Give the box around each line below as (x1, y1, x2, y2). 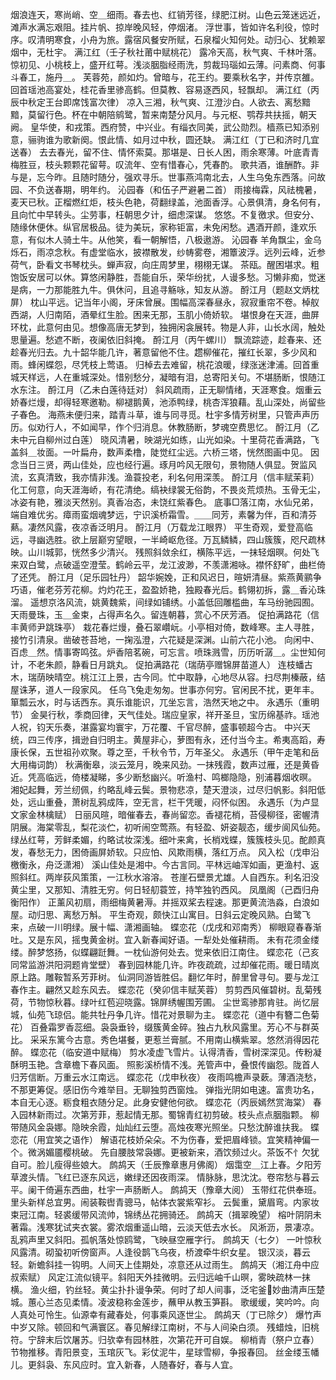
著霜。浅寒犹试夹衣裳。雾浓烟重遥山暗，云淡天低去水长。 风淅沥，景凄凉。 (10, 1221, 320, 1233)
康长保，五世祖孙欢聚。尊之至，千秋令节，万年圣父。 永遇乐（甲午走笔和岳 (10, 746, 320, 758)
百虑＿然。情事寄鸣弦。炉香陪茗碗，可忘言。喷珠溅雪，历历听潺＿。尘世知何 (10, 646, 326, 658)
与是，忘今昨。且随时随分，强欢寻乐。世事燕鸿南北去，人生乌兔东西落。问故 (10, 171, 326, 183)
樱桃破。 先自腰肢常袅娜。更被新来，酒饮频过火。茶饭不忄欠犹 (62, 1146, 320, 1158)
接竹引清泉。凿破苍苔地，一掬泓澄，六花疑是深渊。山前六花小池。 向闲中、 (10, 634, 320, 645)
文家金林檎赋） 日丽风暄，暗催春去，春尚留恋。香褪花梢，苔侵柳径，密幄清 (10, 809, 320, 820)
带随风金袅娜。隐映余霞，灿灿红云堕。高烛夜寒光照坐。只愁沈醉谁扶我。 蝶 (10, 1121, 320, 1133)
